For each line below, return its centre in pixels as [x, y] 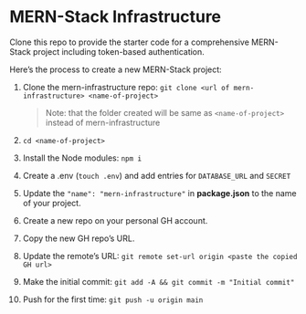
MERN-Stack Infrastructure [116, 17]
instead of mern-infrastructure [103, 122]
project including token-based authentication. [119, 51]
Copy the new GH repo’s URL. [79, 238]
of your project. [52, 203]
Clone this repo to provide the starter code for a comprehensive [129, 42]
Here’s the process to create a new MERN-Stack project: [116, 69]
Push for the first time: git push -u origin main [113, 299]
